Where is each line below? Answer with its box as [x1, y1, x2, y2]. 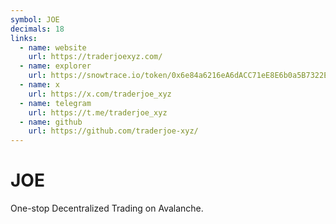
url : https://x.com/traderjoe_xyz [28, 89, 172, 99]
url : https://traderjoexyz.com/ [28, 52, 163, 62]
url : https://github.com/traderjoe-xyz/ [28, 126, 199, 136]
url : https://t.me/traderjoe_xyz [28, 107, 168, 118]
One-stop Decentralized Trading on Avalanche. [10, 202, 204, 215]
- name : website [19, 42, 87, 53]
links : [10, 33, 38, 43]
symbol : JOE [10, 14, 60, 25]
